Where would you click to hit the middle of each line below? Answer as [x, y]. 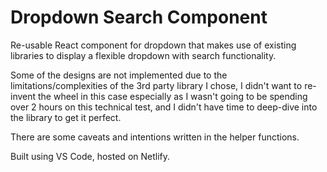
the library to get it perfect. [66, 117]
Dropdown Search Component [139, 17]
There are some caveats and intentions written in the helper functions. [155, 137]
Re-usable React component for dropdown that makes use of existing [153, 45]
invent [23, 96]
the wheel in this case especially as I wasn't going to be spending [173, 96]
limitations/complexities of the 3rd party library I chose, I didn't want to [156, 85]
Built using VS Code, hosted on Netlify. [90, 156]
